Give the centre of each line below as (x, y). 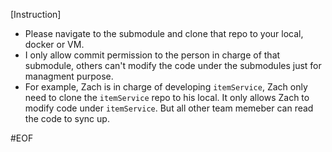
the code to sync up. (67, 118)
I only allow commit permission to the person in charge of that (152, 55)
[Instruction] (36, 14)
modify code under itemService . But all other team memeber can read (169, 108)
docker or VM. (54, 44)
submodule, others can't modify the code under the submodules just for (173, 65)
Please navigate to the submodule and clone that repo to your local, (164, 33)
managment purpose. (69, 76)
